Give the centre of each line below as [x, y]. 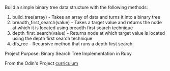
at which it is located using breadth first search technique [73, 28]
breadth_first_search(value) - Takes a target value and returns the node [87, 22]
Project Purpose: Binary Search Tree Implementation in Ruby [68, 53]
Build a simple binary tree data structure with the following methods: [76, 7]
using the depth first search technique [52, 38]
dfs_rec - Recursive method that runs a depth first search [72, 44]
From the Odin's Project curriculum [41, 63]
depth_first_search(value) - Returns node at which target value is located [89, 33]
